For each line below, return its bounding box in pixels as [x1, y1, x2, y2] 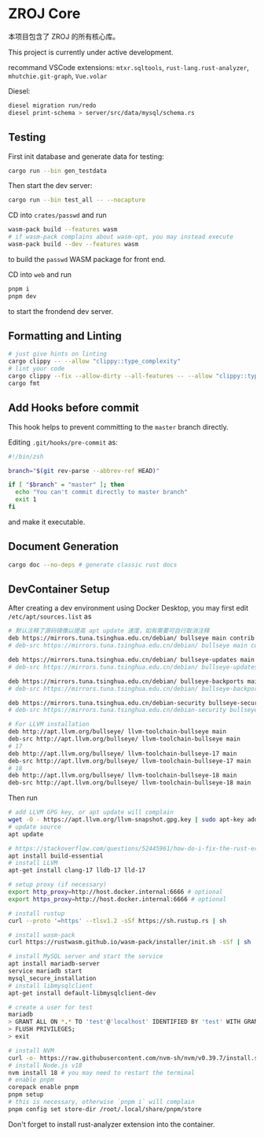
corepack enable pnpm [8, 1083, 79, 1091]
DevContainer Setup [8, 582, 110, 596]
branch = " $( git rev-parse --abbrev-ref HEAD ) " [8, 467, 159, 474]
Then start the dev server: [8, 181, 93, 190]
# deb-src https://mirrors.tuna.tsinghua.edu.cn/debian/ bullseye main [8, 642, 247, 650]
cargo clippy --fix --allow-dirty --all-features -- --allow [8, 372, 213, 380]
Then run [8, 793, 38, 803]
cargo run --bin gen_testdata [8, 167, 108, 175]
